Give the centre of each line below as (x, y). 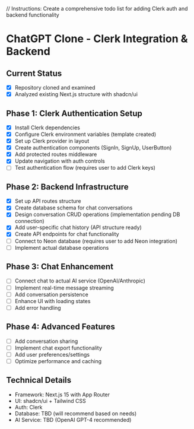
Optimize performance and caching (58, 361)
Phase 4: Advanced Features (61, 327)
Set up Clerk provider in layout (52, 141)
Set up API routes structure (48, 201)
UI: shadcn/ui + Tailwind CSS (50, 401)
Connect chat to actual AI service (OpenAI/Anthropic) (80, 281)
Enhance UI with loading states (53, 301)
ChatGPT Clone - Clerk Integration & (97, 39)
